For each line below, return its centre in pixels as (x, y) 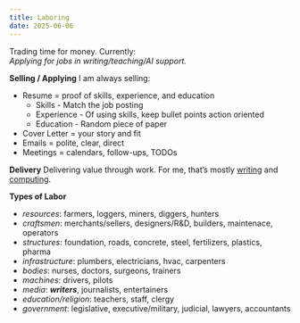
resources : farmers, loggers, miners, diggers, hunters (121, 213)
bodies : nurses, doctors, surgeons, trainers (101, 270)
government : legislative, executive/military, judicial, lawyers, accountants (156, 308)
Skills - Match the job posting (89, 104)
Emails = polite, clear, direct (73, 143)
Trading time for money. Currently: (73, 51)
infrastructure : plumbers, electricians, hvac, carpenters (124, 261)
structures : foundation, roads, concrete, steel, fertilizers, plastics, (142, 242)
